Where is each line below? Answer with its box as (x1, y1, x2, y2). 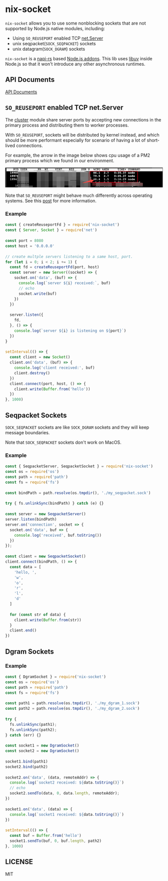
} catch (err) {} (5, 732, 41, 737)
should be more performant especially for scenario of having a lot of (5, 137, 146, 143)
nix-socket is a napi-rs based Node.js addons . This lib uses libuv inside (5, 55, 152, 61)
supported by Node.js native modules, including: (5, 25, 105, 31)
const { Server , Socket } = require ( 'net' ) (5, 227, 97, 233)
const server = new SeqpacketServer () (5, 512, 86, 517)
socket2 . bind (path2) (5, 764, 48, 769)
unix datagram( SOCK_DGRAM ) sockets (12, 46, 85, 52)
